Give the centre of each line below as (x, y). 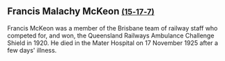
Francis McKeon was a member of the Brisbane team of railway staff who (113, 28)
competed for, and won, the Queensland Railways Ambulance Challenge (111, 35)
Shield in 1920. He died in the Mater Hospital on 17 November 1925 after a (113, 43)
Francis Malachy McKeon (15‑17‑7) (81, 11)
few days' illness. (32, 50)
